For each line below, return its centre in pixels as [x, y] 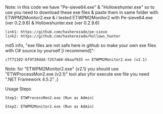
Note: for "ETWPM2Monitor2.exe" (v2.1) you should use [62, 69]
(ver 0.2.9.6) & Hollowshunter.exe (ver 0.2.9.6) [53, 23]
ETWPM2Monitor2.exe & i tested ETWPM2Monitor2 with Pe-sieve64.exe [79, 18]
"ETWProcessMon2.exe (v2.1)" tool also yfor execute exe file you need [77, 74]
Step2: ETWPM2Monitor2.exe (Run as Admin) [50, 107]
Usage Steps [18, 89]
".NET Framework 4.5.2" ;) [32, 79]
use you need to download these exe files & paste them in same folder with [82, 12]
